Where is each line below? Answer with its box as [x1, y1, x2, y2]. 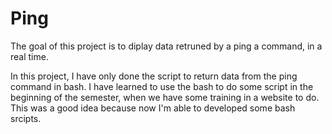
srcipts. [10, 112, 42, 124]
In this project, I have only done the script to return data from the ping [10, 70, 298, 82]
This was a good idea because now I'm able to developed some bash [10, 102, 296, 114]
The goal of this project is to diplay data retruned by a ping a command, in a [10, 40, 323, 52]
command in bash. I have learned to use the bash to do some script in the [10, 80, 314, 92]
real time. [10, 50, 49, 62]
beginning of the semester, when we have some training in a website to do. [10, 91, 320, 103]
